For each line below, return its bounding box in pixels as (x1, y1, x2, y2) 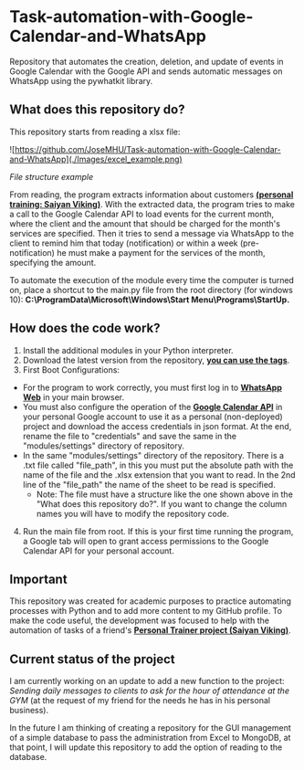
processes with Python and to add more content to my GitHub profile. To (9, 606, 283, 617)
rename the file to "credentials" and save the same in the (22, 430, 237, 441)
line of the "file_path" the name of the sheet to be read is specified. (22, 479, 276, 490)
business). (9, 705, 48, 716)
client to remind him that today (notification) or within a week (9, 237, 239, 248)
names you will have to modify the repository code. (36, 508, 230, 519)
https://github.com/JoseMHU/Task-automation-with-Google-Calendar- (15, 143, 281, 154)
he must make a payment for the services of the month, (56, 247, 266, 258)
